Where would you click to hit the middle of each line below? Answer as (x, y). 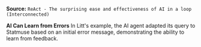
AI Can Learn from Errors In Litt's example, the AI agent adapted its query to (101, 26)
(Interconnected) (28, 14)
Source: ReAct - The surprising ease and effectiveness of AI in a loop (99, 9)
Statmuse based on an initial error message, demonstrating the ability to (95, 32)
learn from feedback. (32, 38)
